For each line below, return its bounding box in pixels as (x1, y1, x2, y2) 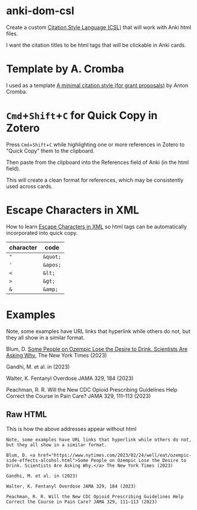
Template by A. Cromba (6, 62, 124, 76)
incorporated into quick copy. (6, 229, 78, 236)
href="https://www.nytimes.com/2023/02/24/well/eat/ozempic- (37, 452, 192, 458)
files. (6, 30, 18, 37)
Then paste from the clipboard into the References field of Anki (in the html (6, 159, 189, 166)
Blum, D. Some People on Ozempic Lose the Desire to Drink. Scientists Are (6, 345, 188, 353)
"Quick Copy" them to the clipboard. (6, 147, 95, 154)
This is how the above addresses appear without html (6, 425, 137, 432)
